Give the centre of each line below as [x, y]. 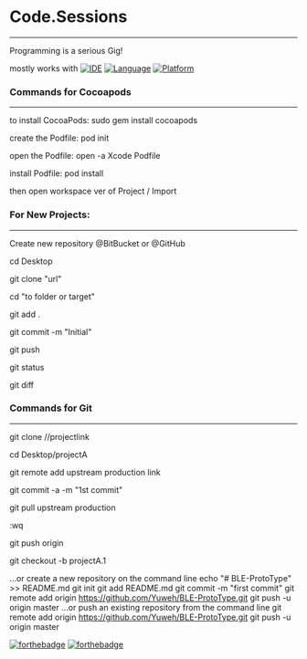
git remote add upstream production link [85, 472]
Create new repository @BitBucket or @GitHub [97, 243]
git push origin [37, 543]
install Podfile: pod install [57, 173]
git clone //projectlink [49, 436]
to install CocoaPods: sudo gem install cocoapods [104, 120]
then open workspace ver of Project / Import [93, 191]
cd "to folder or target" [53, 296]
